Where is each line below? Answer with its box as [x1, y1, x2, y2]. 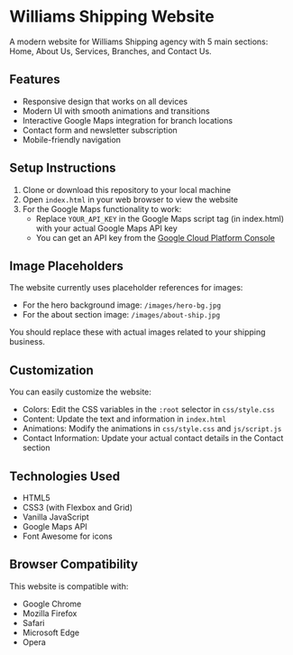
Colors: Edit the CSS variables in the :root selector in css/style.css [22, 404, 275, 415]
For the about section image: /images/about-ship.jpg [22, 309, 221, 320]
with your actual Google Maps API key [35, 223, 178, 234]
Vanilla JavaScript [22, 512, 90, 522]
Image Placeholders [9, 258, 124, 273]
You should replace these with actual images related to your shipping [9, 327, 266, 337]
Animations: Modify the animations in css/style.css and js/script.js [22, 423, 282, 434]
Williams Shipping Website [9, 6, 215, 27]
